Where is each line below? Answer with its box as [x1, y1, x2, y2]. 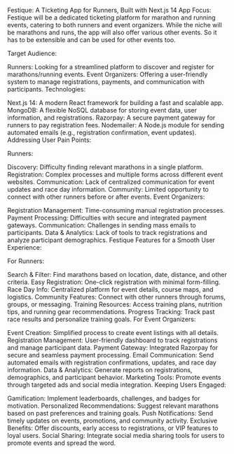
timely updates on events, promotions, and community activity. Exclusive [7, 416, 218, 425]
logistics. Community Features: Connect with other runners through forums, [7, 293, 226, 301]
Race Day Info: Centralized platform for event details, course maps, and [7, 285, 214, 293]
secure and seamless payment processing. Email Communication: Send [7, 351, 214, 359]
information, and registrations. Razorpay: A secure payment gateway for [7, 113, 216, 122]
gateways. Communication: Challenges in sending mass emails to [7, 221, 196, 229]
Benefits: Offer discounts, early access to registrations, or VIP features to [7, 424, 219, 432]
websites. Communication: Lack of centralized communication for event [7, 178, 215, 186]
